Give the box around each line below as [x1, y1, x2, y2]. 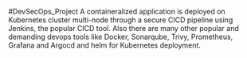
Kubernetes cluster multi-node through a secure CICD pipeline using [8, 15, 233, 25]
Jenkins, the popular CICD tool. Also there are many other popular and [8, 24, 239, 33]
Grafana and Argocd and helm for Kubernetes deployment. [8, 41, 202, 50]
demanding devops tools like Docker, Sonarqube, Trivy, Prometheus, [8, 32, 233, 41]
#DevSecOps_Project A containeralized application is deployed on [8, 7, 225, 16]
